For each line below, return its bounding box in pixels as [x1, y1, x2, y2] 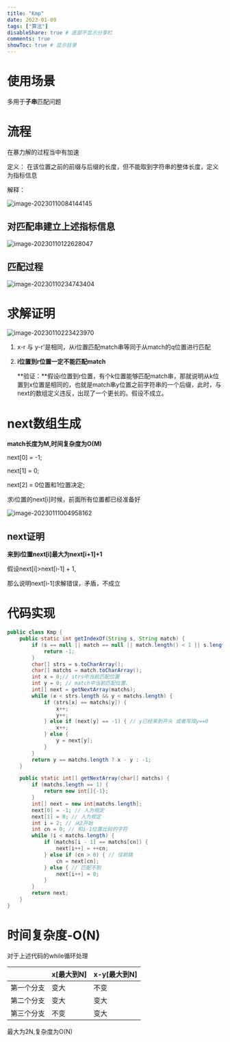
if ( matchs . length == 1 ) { [31, 782, 109, 789]
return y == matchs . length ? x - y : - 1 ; [31, 756, 152, 763]
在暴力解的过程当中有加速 [7, 148, 79, 156]
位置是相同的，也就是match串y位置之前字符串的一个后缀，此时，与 [32, 381, 222, 389]
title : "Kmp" [7, 10, 44, 17]
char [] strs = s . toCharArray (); [31, 660, 125, 668]
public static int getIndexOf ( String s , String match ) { [19, 635, 186, 642]
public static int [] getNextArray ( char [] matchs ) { [19, 775, 170, 782]
